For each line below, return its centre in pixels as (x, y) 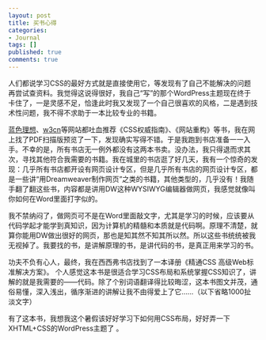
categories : (28, 30)
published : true (35, 52)
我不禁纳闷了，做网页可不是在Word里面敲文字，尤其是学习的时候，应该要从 (131, 215)
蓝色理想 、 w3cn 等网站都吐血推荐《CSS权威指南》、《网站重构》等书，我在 (128, 129)
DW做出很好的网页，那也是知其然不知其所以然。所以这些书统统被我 (145, 235)
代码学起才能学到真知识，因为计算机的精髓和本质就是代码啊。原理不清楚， (129, 225)
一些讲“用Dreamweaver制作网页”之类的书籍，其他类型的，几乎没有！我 (131, 179)
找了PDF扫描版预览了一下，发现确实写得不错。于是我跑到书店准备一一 (129, 139)
